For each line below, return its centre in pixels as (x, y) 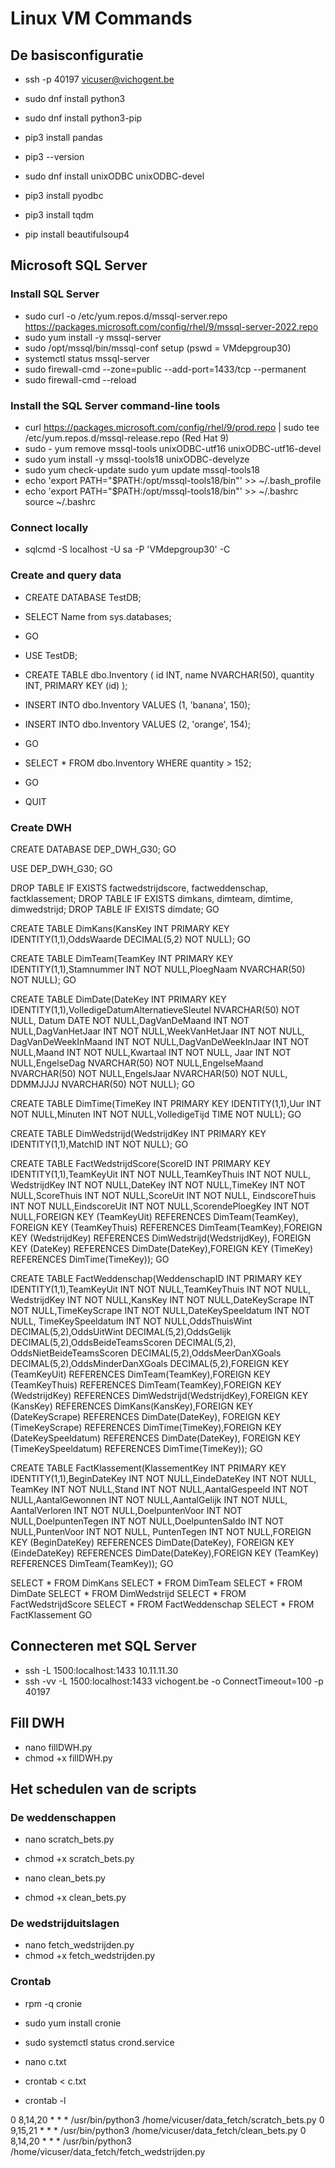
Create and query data (66, 575)
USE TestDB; (51, 655)
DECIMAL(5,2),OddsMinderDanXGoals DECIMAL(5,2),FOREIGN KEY (150, 1363)
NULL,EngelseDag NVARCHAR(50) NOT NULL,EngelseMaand (137, 1063)
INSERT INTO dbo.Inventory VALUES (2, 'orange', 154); (137, 724)
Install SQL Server (55, 294)
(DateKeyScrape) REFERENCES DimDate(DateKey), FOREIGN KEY (145, 1416)
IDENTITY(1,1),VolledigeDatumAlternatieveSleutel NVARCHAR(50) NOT (155, 1009)
